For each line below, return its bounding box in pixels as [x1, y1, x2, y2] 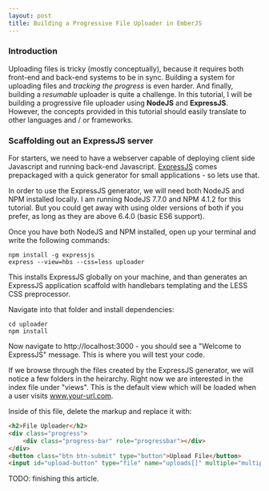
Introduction [8, 46, 58, 57]
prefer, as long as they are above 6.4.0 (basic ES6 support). [8, 212, 205, 221]
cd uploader [8, 320, 48, 329]
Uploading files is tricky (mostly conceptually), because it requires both [8, 63, 244, 73]
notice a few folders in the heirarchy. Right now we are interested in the [8, 374, 243, 383]
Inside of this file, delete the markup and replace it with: [8, 407, 192, 416]
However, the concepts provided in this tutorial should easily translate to [8, 106, 247, 116]
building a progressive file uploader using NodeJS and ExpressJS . [8, 98, 228, 108]
